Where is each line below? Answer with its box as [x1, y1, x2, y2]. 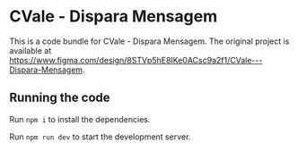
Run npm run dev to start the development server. [9, 131, 191, 142]
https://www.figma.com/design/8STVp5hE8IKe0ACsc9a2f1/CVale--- [9, 55, 263, 65]
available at [9, 45, 52, 55]
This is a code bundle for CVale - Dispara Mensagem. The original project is [9, 36, 290, 46]
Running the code [9, 90, 110, 105]
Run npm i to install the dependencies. [9, 113, 151, 124]
